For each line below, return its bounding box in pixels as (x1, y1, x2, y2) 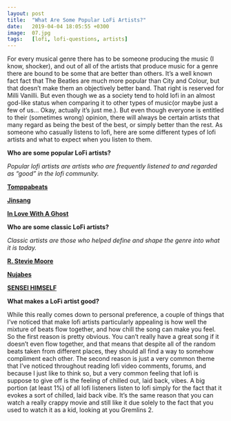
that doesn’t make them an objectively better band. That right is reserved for (7, 84, 224, 92)
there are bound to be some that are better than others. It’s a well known (7, 70, 212, 78)
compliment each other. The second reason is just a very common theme (7, 355, 215, 363)
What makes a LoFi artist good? (7, 297, 100, 306)
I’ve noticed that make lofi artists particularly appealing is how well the (7, 318, 207, 326)
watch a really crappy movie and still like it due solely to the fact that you (7, 398, 214, 407)
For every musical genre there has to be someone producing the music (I (7, 55, 214, 63)
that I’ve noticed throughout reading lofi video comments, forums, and (7, 362, 207, 370)
